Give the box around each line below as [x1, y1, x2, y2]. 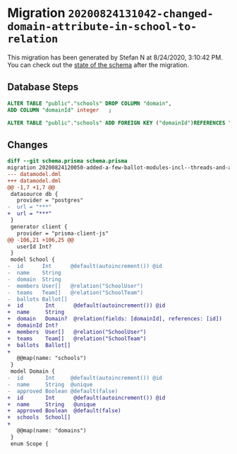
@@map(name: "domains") [16, 427, 87, 434]
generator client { [10, 223, 68, 231]
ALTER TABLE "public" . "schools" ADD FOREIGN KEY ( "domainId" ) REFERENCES [7, 119, 226, 127]
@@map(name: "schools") [16, 355, 87, 362]
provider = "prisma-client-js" [16, 230, 109, 237]
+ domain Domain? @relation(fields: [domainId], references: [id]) [7, 315, 222, 322]
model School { [10, 256, 55, 263]
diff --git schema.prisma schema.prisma [7, 158, 128, 165]
